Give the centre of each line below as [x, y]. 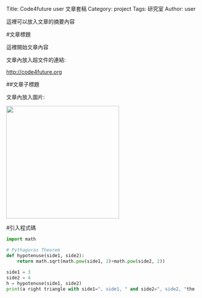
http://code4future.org [34, 72]
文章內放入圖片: [26, 97]
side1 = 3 [19, 272]
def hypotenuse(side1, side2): [45, 255]
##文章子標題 [23, 84]
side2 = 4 [19, 278]
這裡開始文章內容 [27, 47]
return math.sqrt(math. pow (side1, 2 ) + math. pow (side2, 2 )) [91, 261]
